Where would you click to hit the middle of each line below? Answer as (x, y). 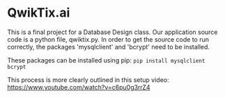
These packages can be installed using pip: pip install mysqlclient (106, 60)
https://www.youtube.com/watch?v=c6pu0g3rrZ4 (79, 87)
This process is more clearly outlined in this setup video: (88, 80)
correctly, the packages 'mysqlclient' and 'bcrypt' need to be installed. (109, 47)
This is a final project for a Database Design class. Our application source (113, 32)
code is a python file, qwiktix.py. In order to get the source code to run (108, 39)
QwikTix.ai (39, 13)
